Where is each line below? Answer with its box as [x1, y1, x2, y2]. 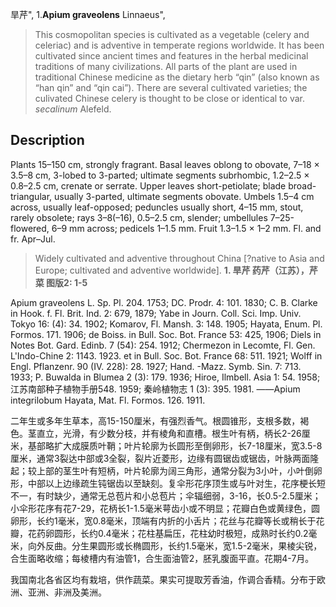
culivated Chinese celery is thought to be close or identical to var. [34, 93, 305, 104]
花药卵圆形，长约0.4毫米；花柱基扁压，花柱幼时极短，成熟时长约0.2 [27, 527, 309, 539]
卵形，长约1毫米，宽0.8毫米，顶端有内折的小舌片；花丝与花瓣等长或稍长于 [10, 514, 317, 527]
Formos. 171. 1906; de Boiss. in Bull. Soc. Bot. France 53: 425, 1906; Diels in [10, 328, 322, 340]
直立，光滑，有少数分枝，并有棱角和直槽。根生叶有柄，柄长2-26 [36, 427, 302, 439]
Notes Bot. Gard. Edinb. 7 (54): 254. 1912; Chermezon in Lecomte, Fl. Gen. [10, 339, 316, 351]
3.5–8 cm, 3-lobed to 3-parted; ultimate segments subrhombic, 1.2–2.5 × [10, 169, 310, 181]
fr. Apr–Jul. [10, 233, 56, 245]
